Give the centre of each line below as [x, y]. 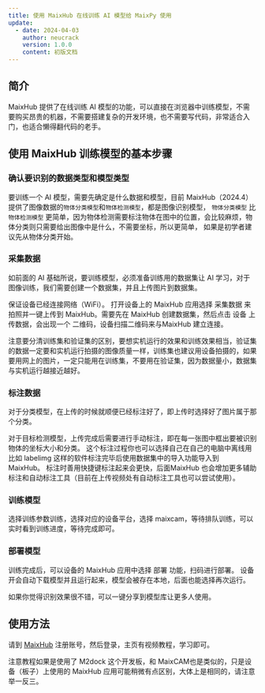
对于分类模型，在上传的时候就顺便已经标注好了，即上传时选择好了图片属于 [129, 412]
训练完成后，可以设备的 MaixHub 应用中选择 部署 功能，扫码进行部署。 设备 [131, 570]
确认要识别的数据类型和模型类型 [69, 179]
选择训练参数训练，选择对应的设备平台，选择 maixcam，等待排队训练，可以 [131, 519]
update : [21, 23]
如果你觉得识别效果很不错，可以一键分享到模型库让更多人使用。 [112, 597]
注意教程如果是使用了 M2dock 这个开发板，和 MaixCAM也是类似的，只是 [127, 661]
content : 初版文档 [50, 52]
